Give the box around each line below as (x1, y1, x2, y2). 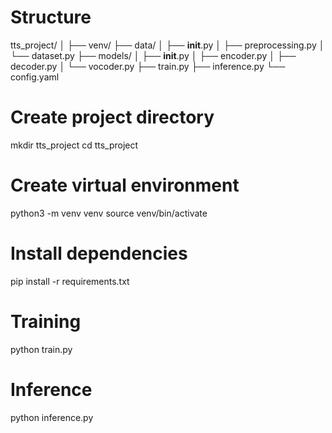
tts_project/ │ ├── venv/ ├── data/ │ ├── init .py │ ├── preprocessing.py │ (10, 39, 325, 51)
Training (10, 310, 82, 333)
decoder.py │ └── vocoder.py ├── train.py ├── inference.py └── (10, 60, 286, 72)
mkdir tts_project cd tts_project (10, 139, 139, 151)
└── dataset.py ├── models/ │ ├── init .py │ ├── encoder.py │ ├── (10, 49, 297, 61)
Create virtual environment (10, 174, 240, 197)
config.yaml (10, 71, 60, 83)
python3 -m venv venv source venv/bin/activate (10, 207, 208, 219)
